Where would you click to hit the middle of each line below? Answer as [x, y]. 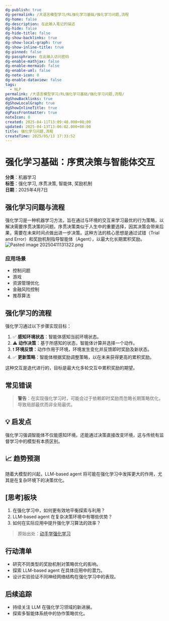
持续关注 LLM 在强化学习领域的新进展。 [54, 607]
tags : [11, 84]
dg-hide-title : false [28, 33]
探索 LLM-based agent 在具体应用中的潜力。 [59, 570]
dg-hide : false [21, 29]
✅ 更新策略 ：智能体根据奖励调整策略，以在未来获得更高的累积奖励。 [83, 357]
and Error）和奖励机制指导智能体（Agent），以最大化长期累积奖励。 [75, 239]
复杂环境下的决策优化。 [43, 480]
